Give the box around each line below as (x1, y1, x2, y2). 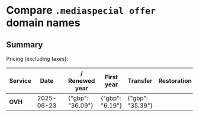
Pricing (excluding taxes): (6, 56, 69, 62)
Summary (6, 40, 43, 50)
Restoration (158, 77, 192, 84)
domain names (6, 16, 81, 30)
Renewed (68, 77, 95, 84)
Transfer (127, 77, 153, 84)
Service (9, 77, 31, 84)
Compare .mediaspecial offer (6, 4, 156, 17)
